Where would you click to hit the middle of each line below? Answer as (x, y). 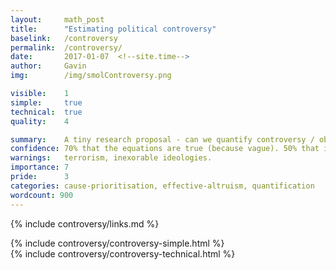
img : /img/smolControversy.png (91, 76)
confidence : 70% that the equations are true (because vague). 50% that (165, 149)
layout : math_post (57, 19)
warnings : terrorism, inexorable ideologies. (111, 158)
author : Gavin (48, 66)
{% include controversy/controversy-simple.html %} (117, 243)
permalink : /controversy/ (66, 47)
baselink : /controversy (64, 38)
